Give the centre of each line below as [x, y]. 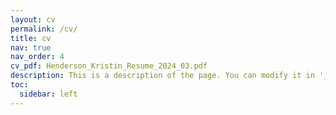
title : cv [31, 38]
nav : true [31, 47]
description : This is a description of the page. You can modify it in [162, 76]
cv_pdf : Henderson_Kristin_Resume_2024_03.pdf [109, 66]
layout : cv [33, 19]
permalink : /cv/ [44, 29]
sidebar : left [48, 94]
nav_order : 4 [37, 57]
